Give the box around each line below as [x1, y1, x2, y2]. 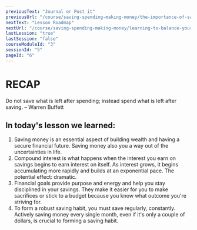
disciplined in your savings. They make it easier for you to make [14, 186, 169, 193]
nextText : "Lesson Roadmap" [5, 19, 75, 25]
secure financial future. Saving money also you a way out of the [14, 142, 169, 149]
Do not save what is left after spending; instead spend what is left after [5, 97, 177, 104]
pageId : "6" [5, 52, 35, 58]
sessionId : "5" [5, 47, 43, 53]
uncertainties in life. [14, 148, 62, 156]
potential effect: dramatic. [14, 174, 77, 181]
